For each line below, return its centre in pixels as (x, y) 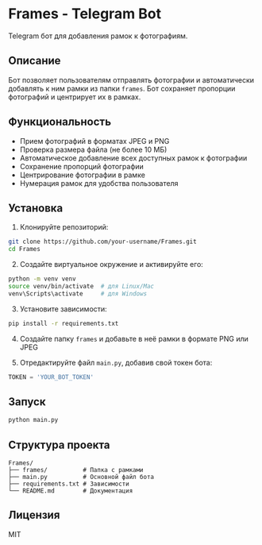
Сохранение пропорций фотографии (82, 166)
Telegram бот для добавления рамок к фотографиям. (98, 36)
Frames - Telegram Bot (85, 14)
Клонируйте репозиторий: (64, 227)
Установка (36, 208)
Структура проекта (59, 445)
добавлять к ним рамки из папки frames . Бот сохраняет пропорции (122, 88)
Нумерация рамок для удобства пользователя (99, 183)
